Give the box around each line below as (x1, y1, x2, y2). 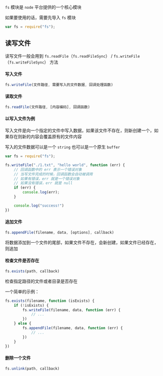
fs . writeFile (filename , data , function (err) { (22, 307, 121, 313)
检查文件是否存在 (5, 258, 39, 264)
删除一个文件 (5, 355, 31, 361)
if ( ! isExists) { (14, 303, 49, 308)
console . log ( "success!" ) (14, 203, 64, 208)
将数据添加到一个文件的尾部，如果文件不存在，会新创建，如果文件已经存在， (5, 239, 159, 245)
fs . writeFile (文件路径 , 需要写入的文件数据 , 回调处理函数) (5, 82, 113, 87)
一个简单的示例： (5, 289, 39, 294)
